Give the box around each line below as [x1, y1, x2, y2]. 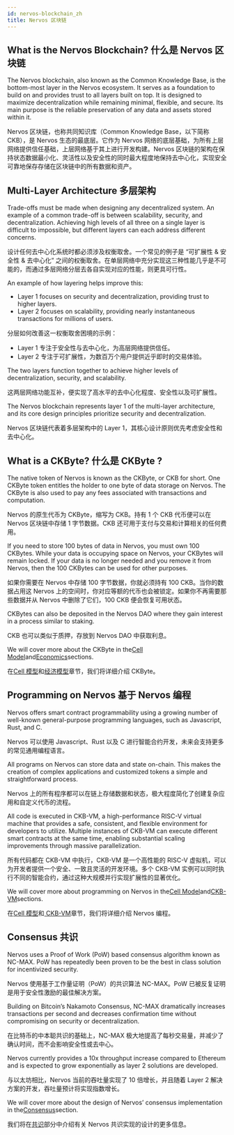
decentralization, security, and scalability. [7, 374, 127, 382]
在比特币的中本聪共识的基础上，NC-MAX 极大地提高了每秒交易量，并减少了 [7, 1031, 224, 1040]
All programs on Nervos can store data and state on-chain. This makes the [7, 760, 221, 768]
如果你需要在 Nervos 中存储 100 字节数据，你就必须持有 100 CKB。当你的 [7, 578, 218, 586]
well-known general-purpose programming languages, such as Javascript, [7, 715, 221, 724]
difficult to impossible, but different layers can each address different [7, 226, 205, 234]
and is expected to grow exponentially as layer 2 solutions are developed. [7, 1061, 218, 1070]
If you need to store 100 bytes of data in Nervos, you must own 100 [7, 541, 200, 550]
